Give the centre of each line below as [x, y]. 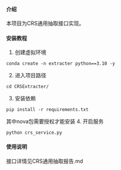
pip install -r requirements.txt [47, 110]
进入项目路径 [30, 75]
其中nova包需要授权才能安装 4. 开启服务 [55, 121]
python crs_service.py [34, 133]
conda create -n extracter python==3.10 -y [61, 64]
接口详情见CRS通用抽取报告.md [45, 161]
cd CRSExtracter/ [28, 87]
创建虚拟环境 [30, 52]
